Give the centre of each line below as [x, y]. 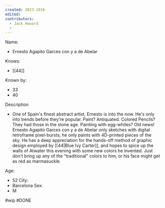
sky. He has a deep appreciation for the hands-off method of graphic [82, 140]
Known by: [16, 80]
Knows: [13, 61]
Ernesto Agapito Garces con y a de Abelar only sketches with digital [81, 130]
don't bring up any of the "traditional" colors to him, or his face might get [86, 156]
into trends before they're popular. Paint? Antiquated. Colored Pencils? [84, 119]
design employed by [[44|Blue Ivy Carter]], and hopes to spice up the [83, 145]
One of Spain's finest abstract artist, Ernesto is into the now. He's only [83, 114]
